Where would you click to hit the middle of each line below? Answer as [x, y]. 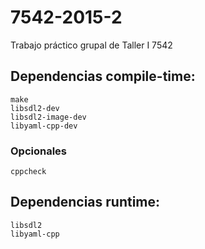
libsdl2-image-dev [48, 117]
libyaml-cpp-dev [44, 126]
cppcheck [28, 172]
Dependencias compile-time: [103, 76]
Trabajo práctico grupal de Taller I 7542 [91, 45]
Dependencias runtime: [85, 202]
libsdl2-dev [35, 108]
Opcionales [39, 151]
